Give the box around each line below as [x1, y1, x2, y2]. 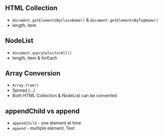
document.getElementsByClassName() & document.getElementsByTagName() [12, 17, 159, 23]
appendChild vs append [5, 107, 80, 115]
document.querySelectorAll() [12, 50, 72, 56]
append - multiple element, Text [12, 125, 75, 131]
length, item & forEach [12, 55, 57, 61]
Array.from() [12, 83, 39, 88]
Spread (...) [12, 87, 35, 93]
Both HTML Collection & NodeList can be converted [12, 93, 117, 99]
